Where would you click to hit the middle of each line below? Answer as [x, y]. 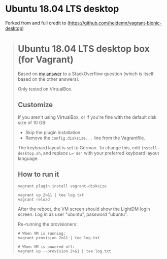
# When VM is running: [42, 233]
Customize [35, 105]
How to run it [38, 174]
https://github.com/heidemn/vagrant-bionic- [115, 23]
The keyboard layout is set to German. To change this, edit [79, 147]
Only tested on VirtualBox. [45, 89]
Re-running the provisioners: [47, 224]
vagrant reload [34, 199]
